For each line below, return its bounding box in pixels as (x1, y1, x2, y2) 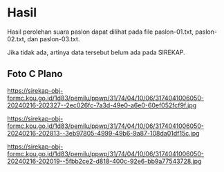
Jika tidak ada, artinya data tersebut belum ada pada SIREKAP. (7, 48, 185, 56)
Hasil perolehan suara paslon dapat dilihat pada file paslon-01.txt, (7, 28, 194, 36)
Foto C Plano (7, 68, 63, 80)
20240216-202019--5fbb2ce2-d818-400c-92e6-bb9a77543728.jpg (7, 157, 202, 165)
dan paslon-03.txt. (27, 34, 80, 43)
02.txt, (7, 34, 26, 43)
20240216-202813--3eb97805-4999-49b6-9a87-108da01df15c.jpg (7, 129, 200, 137)
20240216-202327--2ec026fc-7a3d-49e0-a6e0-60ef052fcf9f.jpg (7, 101, 197, 109)
